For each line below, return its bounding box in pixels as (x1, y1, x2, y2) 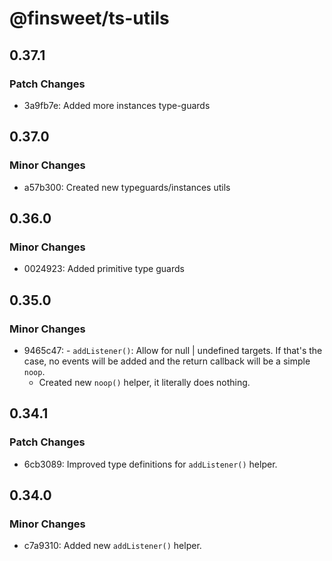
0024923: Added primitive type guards (23, 263, 185, 275)
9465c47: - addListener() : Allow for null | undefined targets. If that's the (23, 344, 323, 356)
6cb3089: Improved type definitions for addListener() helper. (23, 458, 278, 470)
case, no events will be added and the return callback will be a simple (23, 355, 311, 367)
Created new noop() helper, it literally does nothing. (38, 376, 251, 388)
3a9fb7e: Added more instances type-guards (23, 99, 211, 111)
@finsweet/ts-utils (9, 7, 170, 30)
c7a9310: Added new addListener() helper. (23, 540, 202, 552)
